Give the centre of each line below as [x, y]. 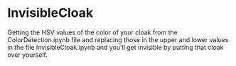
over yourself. [27, 55]
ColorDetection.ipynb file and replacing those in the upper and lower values [118, 39]
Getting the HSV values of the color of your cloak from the [92, 32]
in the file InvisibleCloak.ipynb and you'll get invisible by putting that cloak [116, 47]
